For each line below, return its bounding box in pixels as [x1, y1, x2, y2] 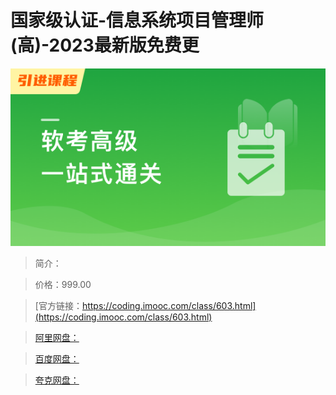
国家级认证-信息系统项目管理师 [10, 9, 265, 32]
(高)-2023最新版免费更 [10, 34, 200, 57]
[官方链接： [34, 299, 83, 311]
